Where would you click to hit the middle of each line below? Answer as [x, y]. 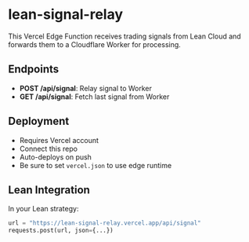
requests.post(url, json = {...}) [61, 231]
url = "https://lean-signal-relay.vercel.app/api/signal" [105, 223]
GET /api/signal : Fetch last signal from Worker [94, 97]
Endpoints [34, 70]
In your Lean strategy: [43, 209]
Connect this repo [49, 148]
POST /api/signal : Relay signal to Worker [86, 88]
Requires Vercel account [59, 140]
